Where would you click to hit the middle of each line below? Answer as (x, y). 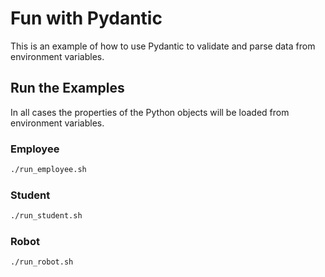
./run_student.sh (46, 216)
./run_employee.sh (48, 170)
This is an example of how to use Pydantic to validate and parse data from (163, 46)
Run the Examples (67, 88)
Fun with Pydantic (86, 18)
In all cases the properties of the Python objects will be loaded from (150, 112)
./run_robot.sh (42, 262)
